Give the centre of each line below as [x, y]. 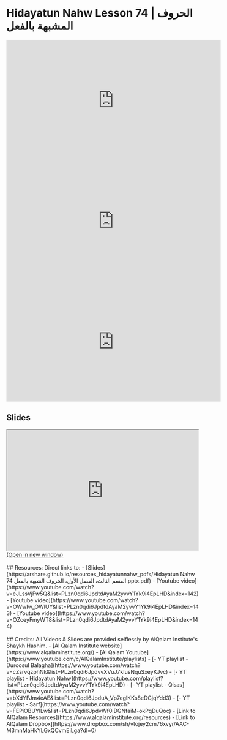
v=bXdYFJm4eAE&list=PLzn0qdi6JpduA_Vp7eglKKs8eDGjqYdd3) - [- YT [98, 698]
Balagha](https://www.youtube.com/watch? [85, 665]
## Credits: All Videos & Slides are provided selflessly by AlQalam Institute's [102, 639]
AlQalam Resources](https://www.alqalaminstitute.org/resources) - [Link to [101, 717]
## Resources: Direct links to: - [45, 567]
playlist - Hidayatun [31, 678]
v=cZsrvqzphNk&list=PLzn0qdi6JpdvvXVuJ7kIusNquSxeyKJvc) [87, 671]
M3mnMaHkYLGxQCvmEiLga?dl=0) [51, 730]
